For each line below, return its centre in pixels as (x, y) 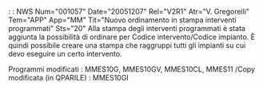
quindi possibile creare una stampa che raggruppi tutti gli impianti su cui (127, 45)
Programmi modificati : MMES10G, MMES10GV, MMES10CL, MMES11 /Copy (132, 69)
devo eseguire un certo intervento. (65, 54)
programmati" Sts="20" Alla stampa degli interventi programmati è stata (127, 28)
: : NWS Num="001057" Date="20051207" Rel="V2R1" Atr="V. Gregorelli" (129, 12)
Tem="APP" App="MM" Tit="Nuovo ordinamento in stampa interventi (123, 20)
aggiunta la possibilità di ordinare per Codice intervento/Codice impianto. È (132, 37)
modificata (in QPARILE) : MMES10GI (69, 78)
